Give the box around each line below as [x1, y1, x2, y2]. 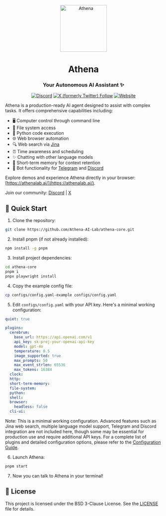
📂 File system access [12, 125, 56, 131]
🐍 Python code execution [12, 130, 64, 136]
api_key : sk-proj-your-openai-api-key [14, 339, 94, 344]
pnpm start [5, 464, 28, 469]
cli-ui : [9, 409, 26, 414]
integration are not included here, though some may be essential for [5, 429, 144, 435]
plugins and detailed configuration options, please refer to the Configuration [5, 439, 161, 445]
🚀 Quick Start [5, 204, 47, 213]
